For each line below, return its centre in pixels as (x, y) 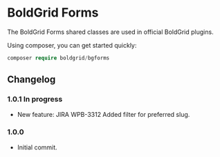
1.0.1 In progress (35, 100)
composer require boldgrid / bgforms (58, 58)
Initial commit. (37, 147)
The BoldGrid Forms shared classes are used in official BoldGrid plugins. (110, 32)
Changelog (31, 80)
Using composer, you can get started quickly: (72, 45)
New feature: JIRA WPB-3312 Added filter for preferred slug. (103, 114)
